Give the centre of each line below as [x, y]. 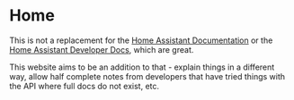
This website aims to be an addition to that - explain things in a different [142, 67]
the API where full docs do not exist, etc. [85, 86]
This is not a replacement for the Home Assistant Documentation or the [141, 40]
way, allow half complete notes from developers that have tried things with [147, 76]
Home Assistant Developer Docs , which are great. [102, 49]
